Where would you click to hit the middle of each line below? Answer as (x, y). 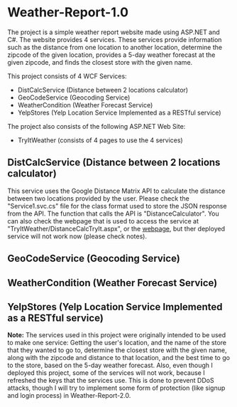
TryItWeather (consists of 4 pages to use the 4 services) (100, 140)
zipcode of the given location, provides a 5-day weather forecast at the (111, 55)
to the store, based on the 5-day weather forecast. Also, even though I (110, 365)
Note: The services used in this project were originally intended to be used (117, 335)
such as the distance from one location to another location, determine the (115, 47)
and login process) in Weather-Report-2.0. (69, 396)
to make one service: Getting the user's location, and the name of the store (117, 343)
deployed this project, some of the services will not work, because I (106, 373)
